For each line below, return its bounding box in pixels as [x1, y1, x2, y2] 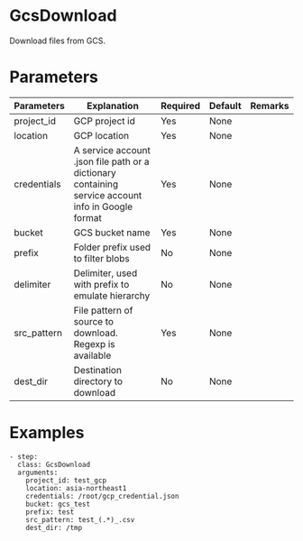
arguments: [17, 468, 59, 477]
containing [73, 178, 119, 190]
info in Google [73, 200, 133, 213]
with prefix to [73, 278, 130, 290]
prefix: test [25, 507, 75, 517]
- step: [9, 452, 39, 461]
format [73, 211, 102, 224]
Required [161, 99, 201, 112]
